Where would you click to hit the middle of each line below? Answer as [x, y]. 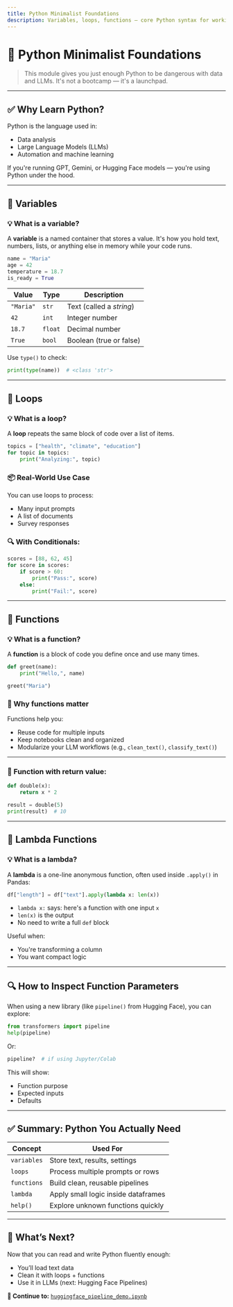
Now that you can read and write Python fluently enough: [89, 1254]
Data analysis [36, 140]
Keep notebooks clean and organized [71, 740]
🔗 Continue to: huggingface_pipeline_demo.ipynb [77, 1296]
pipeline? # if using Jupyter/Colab [62, 1059]
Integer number [92, 318]
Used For [107, 1149]
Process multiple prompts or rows [104, 1172]
